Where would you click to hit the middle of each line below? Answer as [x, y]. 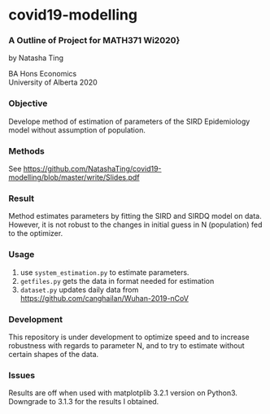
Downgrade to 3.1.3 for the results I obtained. [84, 402]
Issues [22, 375]
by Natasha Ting [36, 58]
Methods [26, 150]
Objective [28, 103]
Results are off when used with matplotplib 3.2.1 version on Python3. [123, 393]
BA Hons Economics [43, 74]
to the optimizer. [36, 233]
